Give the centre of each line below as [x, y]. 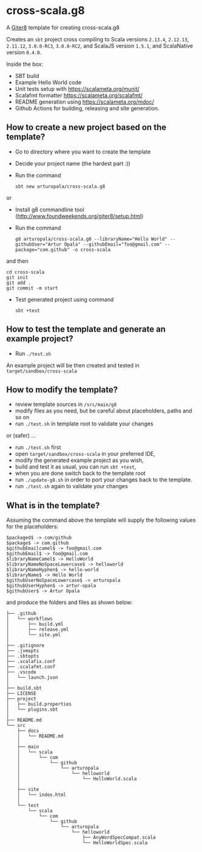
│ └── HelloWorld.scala [77, 779]
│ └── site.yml [34, 635]
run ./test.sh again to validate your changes [72, 486]
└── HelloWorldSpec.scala [115, 843]
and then [17, 261]
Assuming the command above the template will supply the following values [101, 520]
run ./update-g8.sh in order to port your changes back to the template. [103, 480]
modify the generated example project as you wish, [79, 460]
